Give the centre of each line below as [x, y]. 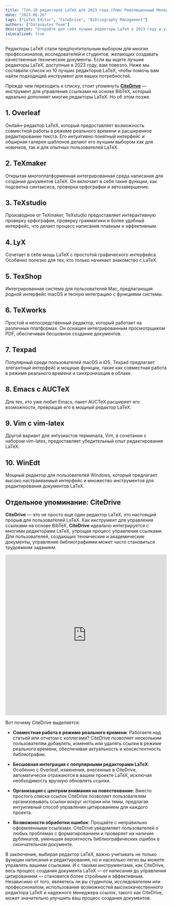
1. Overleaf [23, 113]
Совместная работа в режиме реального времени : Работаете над [87, 732]
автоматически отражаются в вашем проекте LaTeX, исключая [82, 775]
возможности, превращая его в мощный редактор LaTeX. [68, 407]
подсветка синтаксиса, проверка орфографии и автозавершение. [77, 187]
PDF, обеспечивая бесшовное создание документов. [63, 333]
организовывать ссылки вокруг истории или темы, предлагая [80, 801]
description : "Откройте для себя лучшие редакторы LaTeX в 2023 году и [83, 29]
